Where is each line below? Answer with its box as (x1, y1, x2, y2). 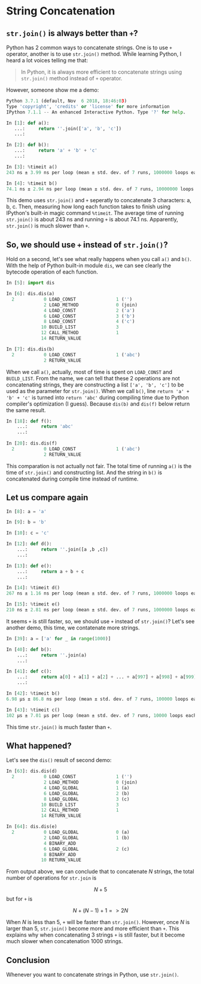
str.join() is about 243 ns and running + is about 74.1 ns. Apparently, (6, 216, 178, 223)
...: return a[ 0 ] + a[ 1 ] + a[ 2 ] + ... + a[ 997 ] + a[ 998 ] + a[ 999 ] (17, 674, 197, 680)
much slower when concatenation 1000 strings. (6, 938, 123, 945)
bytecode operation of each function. (6, 268, 99, 275)
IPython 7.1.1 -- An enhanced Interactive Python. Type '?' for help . (6, 109, 186, 115)
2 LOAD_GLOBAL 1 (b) (44, 835, 130, 841)
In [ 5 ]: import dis (6, 280, 55, 286)
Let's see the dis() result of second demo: (6, 757, 112, 764)
